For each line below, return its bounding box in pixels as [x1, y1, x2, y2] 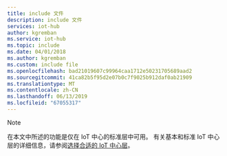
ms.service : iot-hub [7, 36, 67, 43]
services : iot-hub [7, 23, 60, 30]
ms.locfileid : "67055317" [7, 100, 81, 107]
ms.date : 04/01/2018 [7, 49, 67, 56]
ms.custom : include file [7, 61, 78, 68]
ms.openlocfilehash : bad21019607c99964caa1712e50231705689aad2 [7, 67, 193, 74]
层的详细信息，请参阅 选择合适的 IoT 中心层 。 [7, 141, 134, 149]
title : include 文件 [7, 10, 64, 17]
